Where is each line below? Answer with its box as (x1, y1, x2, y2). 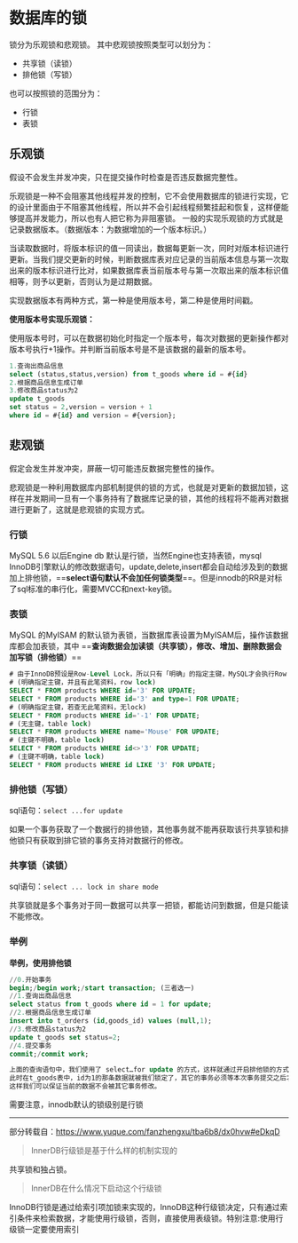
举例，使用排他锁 (9, 957, 72, 968)
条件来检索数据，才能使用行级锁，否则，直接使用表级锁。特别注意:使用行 (16, 1213, 284, 1223)
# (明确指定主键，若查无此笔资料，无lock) (9, 702, 147, 711)
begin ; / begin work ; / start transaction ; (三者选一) (9, 983, 195, 993)
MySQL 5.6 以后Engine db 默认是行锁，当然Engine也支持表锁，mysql (9, 550, 262, 560)
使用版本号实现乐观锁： (9, 313, 95, 324)
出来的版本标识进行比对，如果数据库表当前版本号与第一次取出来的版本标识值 (9, 265, 289, 275)
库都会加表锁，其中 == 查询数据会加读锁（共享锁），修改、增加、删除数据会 (9, 641, 282, 652)
